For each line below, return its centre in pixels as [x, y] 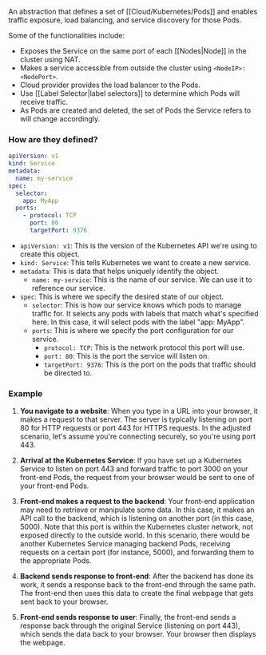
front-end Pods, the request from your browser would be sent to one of [137, 478]
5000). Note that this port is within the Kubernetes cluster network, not [136, 527]
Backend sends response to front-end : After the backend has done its [137, 576]
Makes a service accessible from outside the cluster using [115, 68]
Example [26, 393]
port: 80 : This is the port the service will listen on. [126, 355]
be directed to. [68, 373]
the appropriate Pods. [56, 561]
